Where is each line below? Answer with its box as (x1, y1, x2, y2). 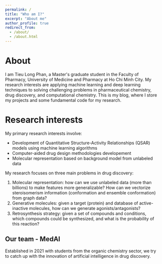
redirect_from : (5, 25, 36, 30)
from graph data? (12, 195, 47, 201)
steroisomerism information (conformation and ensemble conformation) (12, 189, 156, 195)
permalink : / (5, 7, 32, 12)
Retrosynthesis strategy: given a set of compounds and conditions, (12, 210, 147, 216)
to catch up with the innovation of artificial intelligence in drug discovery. (5, 253, 151, 259)
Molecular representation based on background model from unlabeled (12, 155, 153, 161)
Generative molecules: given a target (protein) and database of (12, 200, 139, 206)
